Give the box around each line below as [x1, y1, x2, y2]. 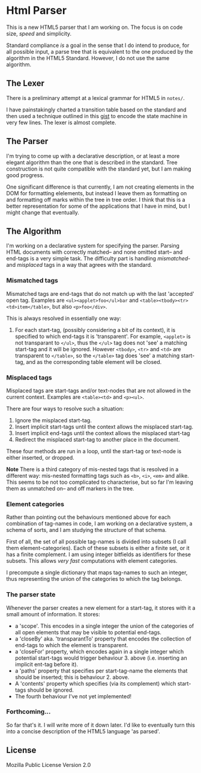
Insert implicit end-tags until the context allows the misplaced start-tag [14, 429, 190, 437]
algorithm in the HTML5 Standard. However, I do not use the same [6, 54, 170, 61]
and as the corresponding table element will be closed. [26, 358, 162, 365]
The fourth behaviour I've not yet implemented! [14, 692, 132, 699]
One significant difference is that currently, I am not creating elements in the [6, 183, 194, 190]
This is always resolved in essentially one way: [6, 315, 122, 322]
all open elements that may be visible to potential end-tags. [14, 628, 162, 636]
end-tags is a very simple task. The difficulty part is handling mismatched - [6, 255, 191, 262]
